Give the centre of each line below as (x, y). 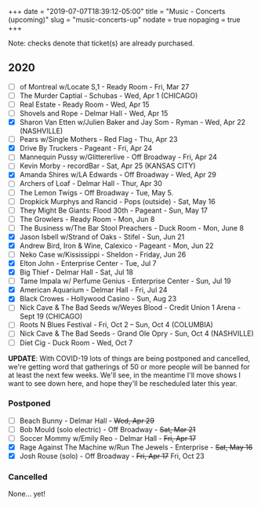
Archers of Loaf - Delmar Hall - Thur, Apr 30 (91, 184)
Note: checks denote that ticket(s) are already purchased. (101, 43)
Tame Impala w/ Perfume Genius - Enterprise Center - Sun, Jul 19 (125, 281)
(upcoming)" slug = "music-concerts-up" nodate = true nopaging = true (124, 20)
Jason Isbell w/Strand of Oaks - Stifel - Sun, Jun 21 (102, 237)
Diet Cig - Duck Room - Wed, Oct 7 (76, 342)
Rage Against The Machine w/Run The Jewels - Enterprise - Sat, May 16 (136, 447)
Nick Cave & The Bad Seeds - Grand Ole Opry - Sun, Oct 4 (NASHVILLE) (137, 333)
